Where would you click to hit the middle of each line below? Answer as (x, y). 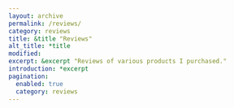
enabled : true (39, 84)
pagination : (28, 76)
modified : (25, 54)
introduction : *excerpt (49, 69)
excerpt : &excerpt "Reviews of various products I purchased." (118, 62)
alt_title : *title (39, 46)
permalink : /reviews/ (45, 24)
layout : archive (36, 16)
